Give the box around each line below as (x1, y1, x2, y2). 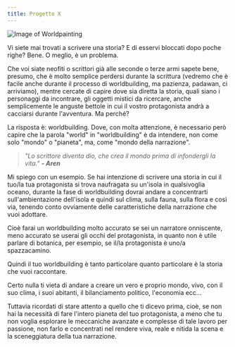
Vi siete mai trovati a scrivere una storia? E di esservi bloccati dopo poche (7, 43, 222, 51)
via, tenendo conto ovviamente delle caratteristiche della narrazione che (7, 202, 217, 211)
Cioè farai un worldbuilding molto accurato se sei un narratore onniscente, (7, 223, 223, 232)
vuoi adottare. (7, 210, 48, 218)
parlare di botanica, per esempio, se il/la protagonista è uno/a (7, 239, 186, 247)
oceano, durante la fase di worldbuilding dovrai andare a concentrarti (7, 187, 208, 196)
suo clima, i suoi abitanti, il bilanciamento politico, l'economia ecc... (7, 288, 202, 296)
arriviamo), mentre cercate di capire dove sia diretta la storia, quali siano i (7, 87, 220, 95)
